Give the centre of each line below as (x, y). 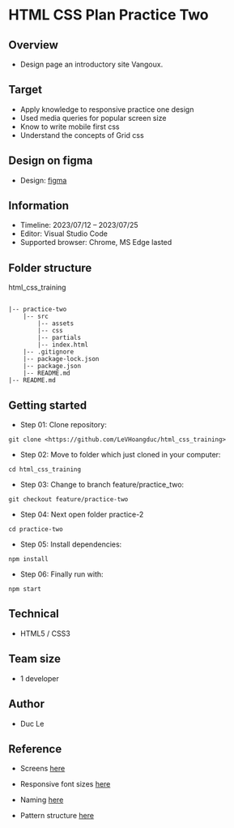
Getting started (48, 405)
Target (26, 90)
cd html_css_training (45, 470)
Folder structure (50, 268)
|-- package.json (52, 367)
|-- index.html (63, 345)
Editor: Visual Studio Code (64, 234)
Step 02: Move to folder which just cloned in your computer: (120, 455)
